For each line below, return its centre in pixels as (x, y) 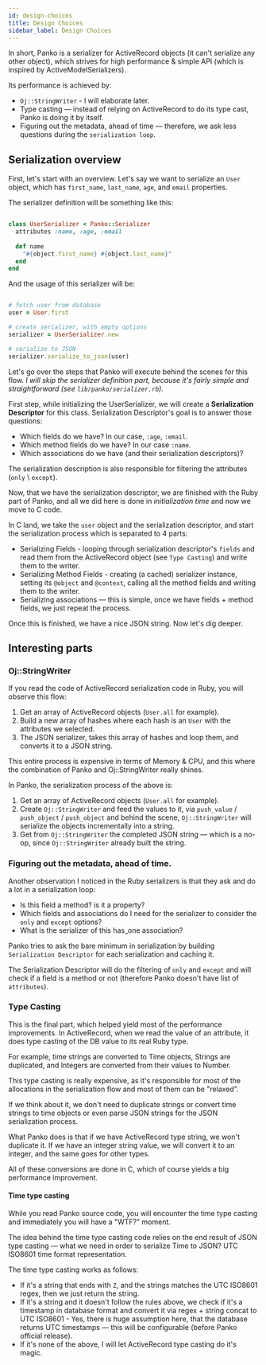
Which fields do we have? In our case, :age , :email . (104, 436)
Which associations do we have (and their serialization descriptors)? (131, 453)
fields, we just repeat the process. (75, 608)
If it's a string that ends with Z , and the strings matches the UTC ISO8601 (139, 1285)
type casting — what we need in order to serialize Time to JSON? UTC (123, 1246)
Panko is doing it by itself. (62, 118)
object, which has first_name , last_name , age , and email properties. (118, 187)
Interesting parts (50, 648)
